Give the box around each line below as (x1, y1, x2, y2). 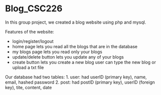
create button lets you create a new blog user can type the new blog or (12, 59, 156, 65)
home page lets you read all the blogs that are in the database (12, 43, 137, 49)
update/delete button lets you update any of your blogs (12, 54, 124, 60)
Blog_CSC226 (5, 3, 63, 14)
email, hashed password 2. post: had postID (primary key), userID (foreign (5, 79, 155, 85)
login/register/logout (12, 38, 54, 44)
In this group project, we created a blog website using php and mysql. (5, 19, 146, 25)
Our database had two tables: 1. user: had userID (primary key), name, (5, 74, 147, 80)
